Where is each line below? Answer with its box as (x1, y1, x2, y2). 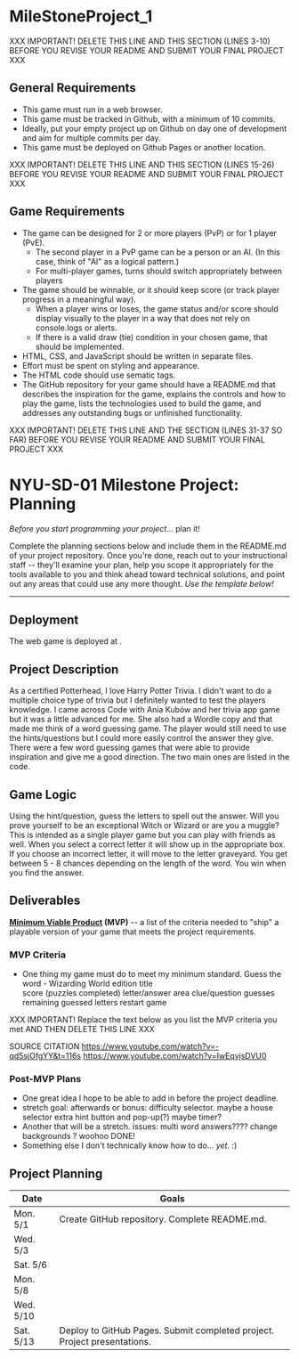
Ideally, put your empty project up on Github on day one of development (21, 123, 287, 134)
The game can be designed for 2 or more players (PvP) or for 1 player (21, 227, 278, 238)
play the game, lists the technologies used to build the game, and (21, 398, 262, 409)
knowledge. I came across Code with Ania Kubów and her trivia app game (9, 704, 280, 715)
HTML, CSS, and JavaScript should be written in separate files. (21, 350, 254, 362)
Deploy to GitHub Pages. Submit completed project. (59, 1324, 275, 1337)
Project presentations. (59, 1336, 151, 1348)
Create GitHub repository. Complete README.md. (59, 1213, 267, 1225)
